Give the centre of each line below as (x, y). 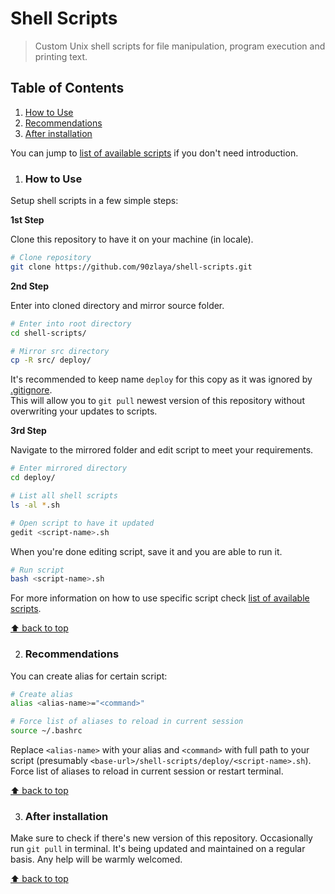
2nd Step (29, 286)
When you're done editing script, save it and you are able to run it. (146, 551)
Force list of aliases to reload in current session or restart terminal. (147, 771)
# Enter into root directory (71, 323)
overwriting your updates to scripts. (84, 411)
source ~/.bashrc (46, 731)
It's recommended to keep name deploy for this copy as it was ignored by (161, 379)
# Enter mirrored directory (69, 468)
